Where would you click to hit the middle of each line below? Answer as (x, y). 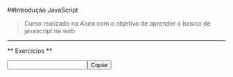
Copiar (100, 65)
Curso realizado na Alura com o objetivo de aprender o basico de (117, 23)
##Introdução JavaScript (43, 10)
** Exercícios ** (30, 51)
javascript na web (49, 31)
